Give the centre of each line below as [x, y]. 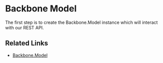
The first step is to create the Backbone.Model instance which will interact [81, 22]
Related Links [27, 43]
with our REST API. [24, 27]
